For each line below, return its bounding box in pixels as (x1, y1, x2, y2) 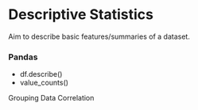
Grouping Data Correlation (8, 93, 95, 103)
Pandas (8, 51, 38, 63)
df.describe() (19, 70, 63, 79)
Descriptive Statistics (8, 6, 153, 24)
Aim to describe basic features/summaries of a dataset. (8, 32, 191, 41)
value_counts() (19, 78, 69, 88)
